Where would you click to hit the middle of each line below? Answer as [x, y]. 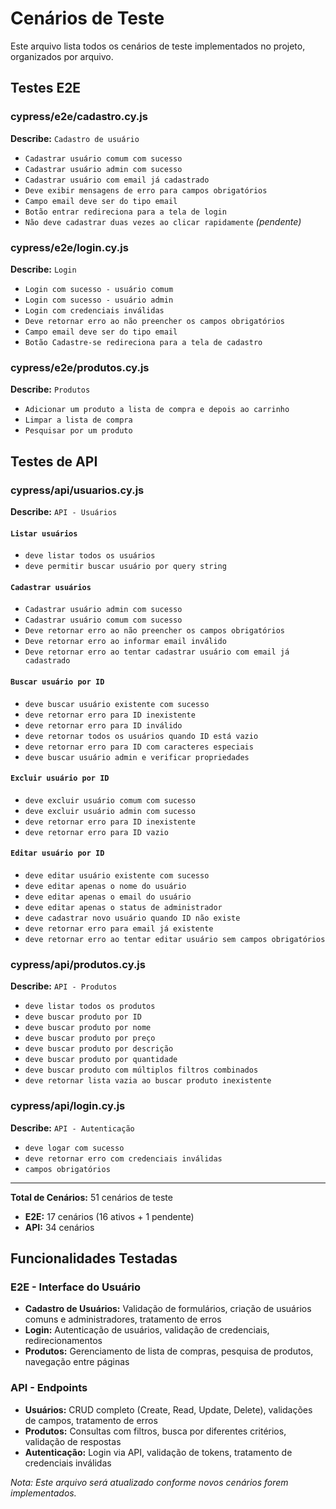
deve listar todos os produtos [90, 1007]
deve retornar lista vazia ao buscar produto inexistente [148, 1081]
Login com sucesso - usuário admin [99, 300]
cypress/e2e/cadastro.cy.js [79, 117]
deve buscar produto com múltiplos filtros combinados [141, 1070]
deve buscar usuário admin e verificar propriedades [137, 757]
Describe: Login [43, 269]
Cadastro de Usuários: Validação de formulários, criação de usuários [168, 1309]
